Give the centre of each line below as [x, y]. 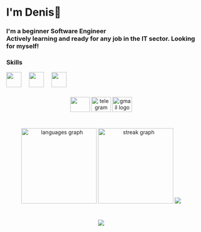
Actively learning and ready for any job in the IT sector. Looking [101, 39]
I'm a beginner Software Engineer [56, 31]
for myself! [23, 46]
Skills [14, 63]
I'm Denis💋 [34, 12]
